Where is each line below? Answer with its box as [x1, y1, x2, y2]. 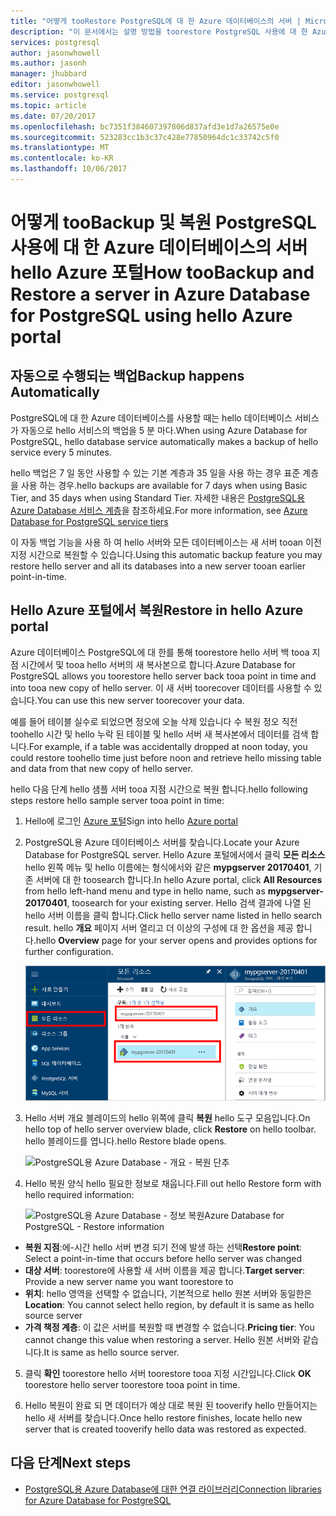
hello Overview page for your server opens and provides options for [35, 934, 318, 946]
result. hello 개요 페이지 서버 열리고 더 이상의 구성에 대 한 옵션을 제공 [24, 921, 294, 934]
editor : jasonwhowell [10, 80, 101, 90]
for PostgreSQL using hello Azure [10, 305, 293, 327]
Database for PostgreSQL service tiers [10, 515, 169, 527]
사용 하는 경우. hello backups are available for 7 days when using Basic [20, 479, 308, 491]
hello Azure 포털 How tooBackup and [10, 261, 315, 284]
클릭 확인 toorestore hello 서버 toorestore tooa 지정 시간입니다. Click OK [24, 1367, 312, 1379]
